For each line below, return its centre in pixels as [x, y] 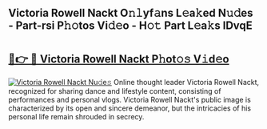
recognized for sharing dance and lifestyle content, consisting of [115, 91]
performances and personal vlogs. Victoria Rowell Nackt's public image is [130, 100]
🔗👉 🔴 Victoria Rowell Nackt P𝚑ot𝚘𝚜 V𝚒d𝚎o [119, 59]
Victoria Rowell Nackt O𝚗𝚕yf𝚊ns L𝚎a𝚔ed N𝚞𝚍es [131, 13]
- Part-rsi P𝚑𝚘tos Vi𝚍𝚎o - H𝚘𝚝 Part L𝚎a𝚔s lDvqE [131, 26]
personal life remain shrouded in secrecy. [76, 117]
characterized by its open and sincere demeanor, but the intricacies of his [130, 108]
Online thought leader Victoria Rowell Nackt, [186, 82]
